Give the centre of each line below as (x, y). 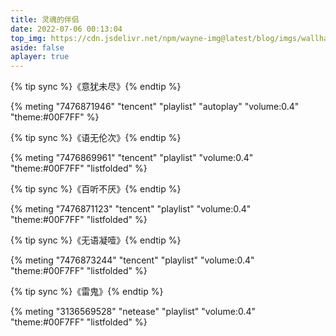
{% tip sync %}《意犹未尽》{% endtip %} (96, 87)
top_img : (28, 38)
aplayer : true (40, 57)
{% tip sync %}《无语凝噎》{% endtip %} (96, 240)
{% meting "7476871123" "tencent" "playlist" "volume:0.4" (131, 209)
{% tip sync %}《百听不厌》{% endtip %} (96, 189)
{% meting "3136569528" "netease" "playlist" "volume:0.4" (133, 312)
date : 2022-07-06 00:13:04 (66, 29)
